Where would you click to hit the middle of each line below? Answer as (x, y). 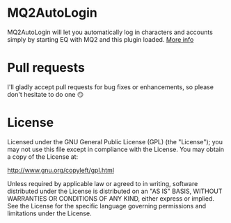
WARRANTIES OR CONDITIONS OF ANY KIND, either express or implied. (111, 198)
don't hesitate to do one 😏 (46, 94)
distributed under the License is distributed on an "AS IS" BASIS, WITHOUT (115, 191)
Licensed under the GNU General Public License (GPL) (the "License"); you (115, 141)
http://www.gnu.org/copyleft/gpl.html (61, 170)
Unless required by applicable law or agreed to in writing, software (103, 183)
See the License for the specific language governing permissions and (107, 206)
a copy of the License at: (43, 156)
